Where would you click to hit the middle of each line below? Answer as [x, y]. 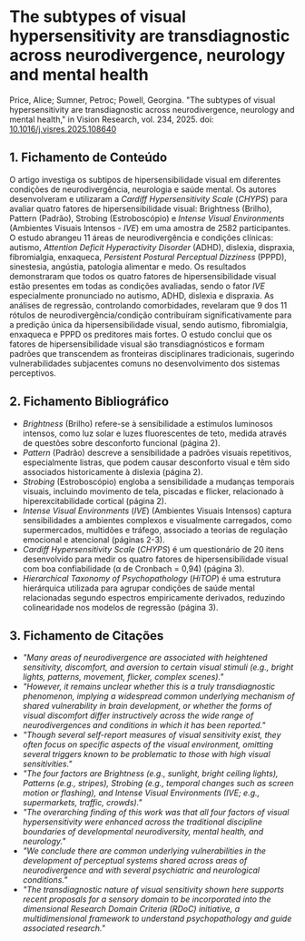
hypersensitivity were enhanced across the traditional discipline [143, 822]
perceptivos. [33, 373]
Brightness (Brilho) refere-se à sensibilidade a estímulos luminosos [148, 423]
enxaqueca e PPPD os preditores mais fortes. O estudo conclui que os [141, 334]
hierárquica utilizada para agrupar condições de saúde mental [139, 588]
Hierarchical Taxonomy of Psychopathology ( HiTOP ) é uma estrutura [152, 578]
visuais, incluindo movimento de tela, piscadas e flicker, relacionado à [153, 491]
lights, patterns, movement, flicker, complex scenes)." [123, 677]
